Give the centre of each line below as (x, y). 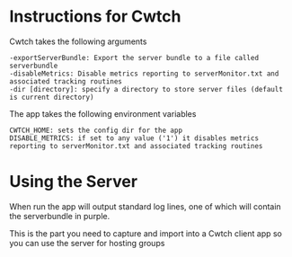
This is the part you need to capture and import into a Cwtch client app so (146, 233)
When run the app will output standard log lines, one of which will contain (145, 206)
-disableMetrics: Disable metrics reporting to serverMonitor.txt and (144, 74)
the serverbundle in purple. (60, 216)
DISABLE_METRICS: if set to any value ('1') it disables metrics (134, 138)
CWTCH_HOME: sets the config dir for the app (96, 130)
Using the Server (73, 182)
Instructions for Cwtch (95, 17)
